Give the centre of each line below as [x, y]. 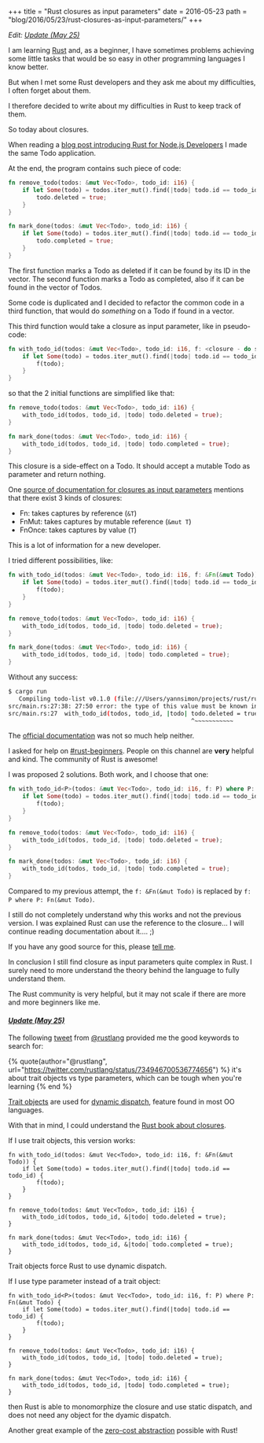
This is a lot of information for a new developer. [84, 546]
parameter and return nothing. [57, 475]
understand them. [37, 979]
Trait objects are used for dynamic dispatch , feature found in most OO [121, 1102]
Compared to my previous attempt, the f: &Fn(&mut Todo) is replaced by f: [130, 891]
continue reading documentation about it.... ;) [81, 931]
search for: [26, 1046]
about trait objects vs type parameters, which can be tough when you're [125, 1079]
